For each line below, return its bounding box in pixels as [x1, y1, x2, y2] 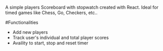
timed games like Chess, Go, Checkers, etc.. [5, 10, 98, 16]
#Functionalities [5, 20, 39, 25]
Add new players [12, 29, 48, 35]
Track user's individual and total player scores [12, 35, 109, 40]
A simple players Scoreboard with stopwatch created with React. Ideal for [5, 5, 158, 10]
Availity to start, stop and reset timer [12, 40, 89, 46]
